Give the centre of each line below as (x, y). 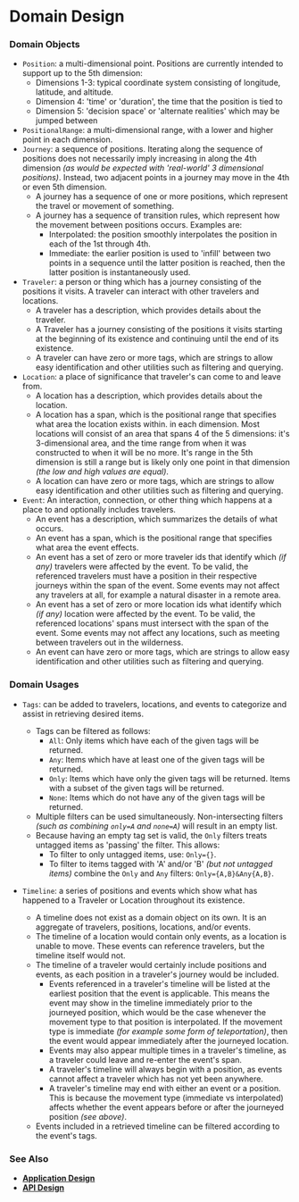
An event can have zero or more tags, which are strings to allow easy (162, 652)
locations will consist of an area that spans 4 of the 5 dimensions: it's (162, 434)
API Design (43, 1188)
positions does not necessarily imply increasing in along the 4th (139, 159)
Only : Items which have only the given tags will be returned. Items (170, 778)
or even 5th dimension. (64, 187)
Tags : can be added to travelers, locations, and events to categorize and (154, 704)
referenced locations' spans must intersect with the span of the (152, 623)
